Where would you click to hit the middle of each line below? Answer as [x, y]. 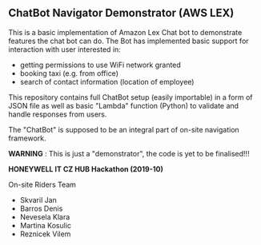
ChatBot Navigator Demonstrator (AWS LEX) [121, 13]
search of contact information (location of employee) [107, 81]
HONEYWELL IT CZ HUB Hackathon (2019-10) [86, 169]
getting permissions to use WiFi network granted [100, 65]
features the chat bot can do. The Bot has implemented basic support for [129, 41]
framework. [27, 138]
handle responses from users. [58, 114]
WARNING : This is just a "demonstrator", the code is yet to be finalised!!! [129, 153]
